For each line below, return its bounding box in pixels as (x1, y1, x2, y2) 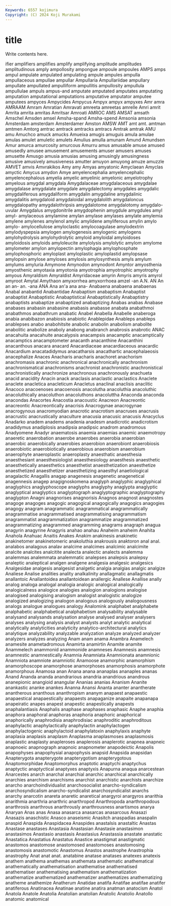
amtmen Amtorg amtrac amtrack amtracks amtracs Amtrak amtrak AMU (5, 126, 156, 132)
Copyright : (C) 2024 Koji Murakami (5, 12, 81, 17)
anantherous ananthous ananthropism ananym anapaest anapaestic (5, 690, 148, 696)
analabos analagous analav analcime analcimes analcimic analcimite (5, 544, 149, 550)
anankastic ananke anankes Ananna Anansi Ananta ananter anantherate (5, 684, 156, 691)
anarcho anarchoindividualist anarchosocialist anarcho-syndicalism (5, 782, 147, 789)
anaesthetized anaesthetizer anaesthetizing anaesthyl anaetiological (5, 468, 149, 474)
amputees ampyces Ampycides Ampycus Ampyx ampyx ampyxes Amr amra (5, 99, 165, 105)
